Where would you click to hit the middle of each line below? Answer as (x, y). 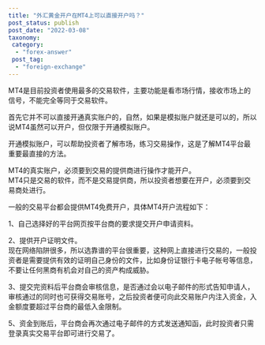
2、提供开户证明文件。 (45, 240)
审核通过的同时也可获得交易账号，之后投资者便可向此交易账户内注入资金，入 (132, 296)
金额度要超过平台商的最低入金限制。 (67, 306)
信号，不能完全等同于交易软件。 (60, 100)
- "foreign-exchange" (51, 67)
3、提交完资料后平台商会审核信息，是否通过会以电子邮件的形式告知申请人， (131, 287)
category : (28, 45)
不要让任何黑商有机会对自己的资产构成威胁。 (81, 270)
